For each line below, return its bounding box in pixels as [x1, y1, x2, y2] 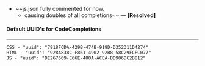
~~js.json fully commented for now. [15, 5, 105, 12]
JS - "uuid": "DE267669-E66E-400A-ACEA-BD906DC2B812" [6, 55, 146, 61]
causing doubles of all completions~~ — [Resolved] [24, 12, 156, 19]
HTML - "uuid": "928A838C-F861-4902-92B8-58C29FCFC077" [6, 50, 151, 56]
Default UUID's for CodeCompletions [6, 25, 102, 33]
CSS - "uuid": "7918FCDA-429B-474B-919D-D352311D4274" [6, 45, 149, 51]
